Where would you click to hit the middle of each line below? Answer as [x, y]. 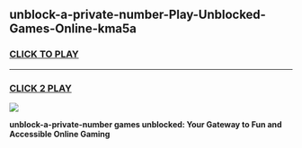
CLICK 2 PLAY [40, 88]
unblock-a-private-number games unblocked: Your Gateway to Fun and [146, 124]
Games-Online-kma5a [73, 29]
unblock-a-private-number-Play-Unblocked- [138, 15]
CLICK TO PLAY [44, 55]
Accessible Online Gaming [60, 134]
